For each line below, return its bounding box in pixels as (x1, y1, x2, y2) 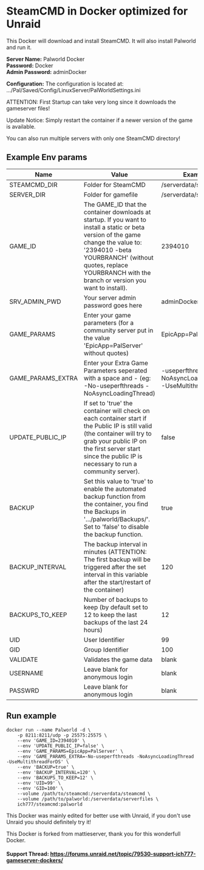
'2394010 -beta (84, 246, 132, 254)
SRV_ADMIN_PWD (9, 297, 62, 306)
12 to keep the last (84, 610, 138, 619)
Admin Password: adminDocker (6, 68, 87, 75)
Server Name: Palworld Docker (6, 55, 85, 62)
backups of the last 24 (84, 618, 148, 626)
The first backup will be (84, 555, 151, 564)
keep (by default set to (84, 602, 149, 611)
